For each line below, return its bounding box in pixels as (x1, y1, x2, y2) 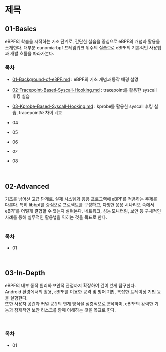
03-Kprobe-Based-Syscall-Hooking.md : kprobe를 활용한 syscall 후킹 (12, 103, 153, 109)
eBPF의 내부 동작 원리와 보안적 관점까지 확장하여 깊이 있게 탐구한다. (5, 283, 136, 289)
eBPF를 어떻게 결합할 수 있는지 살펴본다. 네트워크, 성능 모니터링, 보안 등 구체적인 (5, 208, 161, 214)
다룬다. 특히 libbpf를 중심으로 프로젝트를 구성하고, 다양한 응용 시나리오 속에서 (5, 202, 155, 208)
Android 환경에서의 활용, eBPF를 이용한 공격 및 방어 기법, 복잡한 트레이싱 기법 (5, 289, 156, 295)
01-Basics (5, 24, 37, 33)
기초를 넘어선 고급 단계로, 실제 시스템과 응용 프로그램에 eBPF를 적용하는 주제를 (5, 196, 158, 202)
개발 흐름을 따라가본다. (10, 50, 55, 56)
